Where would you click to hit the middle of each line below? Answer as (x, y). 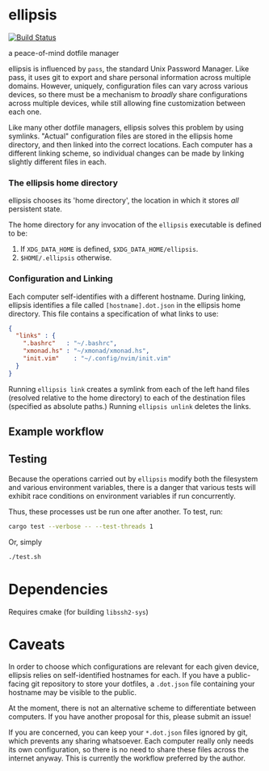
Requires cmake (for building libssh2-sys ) (79, 611)
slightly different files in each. (57, 162)
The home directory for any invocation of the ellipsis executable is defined (135, 225)
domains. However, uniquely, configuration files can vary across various (128, 86)
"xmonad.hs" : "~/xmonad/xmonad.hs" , (86, 351)
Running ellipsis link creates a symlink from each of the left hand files (129, 389)
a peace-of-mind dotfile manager (64, 53)
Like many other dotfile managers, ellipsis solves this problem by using (126, 127)
